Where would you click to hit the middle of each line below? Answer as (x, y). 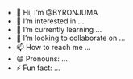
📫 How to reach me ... (53, 47)
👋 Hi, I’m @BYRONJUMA (57, 12)
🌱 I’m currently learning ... (59, 29)
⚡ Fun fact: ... (38, 68)
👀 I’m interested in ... (50, 21)
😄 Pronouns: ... (42, 59)
